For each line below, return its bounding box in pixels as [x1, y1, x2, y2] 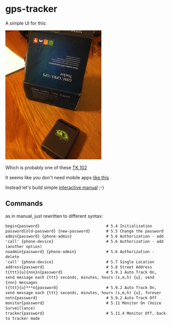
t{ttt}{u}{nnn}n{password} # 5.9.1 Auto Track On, [5, 270, 157, 275]
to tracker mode [5, 316, 40, 321]
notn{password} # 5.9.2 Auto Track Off [5, 295, 157, 300]
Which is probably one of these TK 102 [5, 164, 88, 170]
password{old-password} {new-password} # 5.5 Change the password [5, 228, 164, 234]
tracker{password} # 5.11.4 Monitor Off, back [5, 311, 166, 316]
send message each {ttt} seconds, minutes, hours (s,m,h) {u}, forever [5, 290, 161, 295]
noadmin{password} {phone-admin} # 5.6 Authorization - [5, 249, 155, 254]
